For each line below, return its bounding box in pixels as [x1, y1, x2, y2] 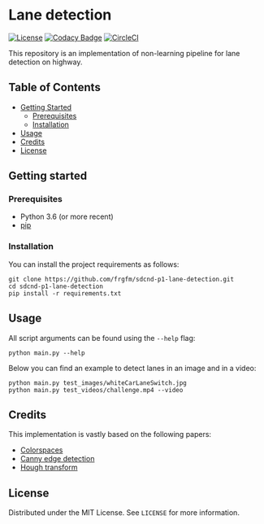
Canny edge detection [19, 454, 95, 464]
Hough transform [19, 462, 78, 473]
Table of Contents [8, 81, 102, 94]
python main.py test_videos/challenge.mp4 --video [8, 386, 184, 394]
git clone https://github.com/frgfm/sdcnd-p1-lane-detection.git [8, 275, 234, 283]
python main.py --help [8, 348, 85, 357]
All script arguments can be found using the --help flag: [8, 333, 196, 343]
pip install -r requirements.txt [8, 289, 122, 298]
